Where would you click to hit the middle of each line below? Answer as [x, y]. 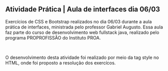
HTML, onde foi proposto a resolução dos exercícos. [61, 63]
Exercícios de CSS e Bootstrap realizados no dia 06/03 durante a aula [79, 21]
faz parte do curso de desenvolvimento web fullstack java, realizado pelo [82, 32]
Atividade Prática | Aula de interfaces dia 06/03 [83, 9]
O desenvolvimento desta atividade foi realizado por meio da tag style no [82, 57]
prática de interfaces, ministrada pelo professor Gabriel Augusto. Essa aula [84, 27]
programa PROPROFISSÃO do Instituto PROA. [53, 38]
